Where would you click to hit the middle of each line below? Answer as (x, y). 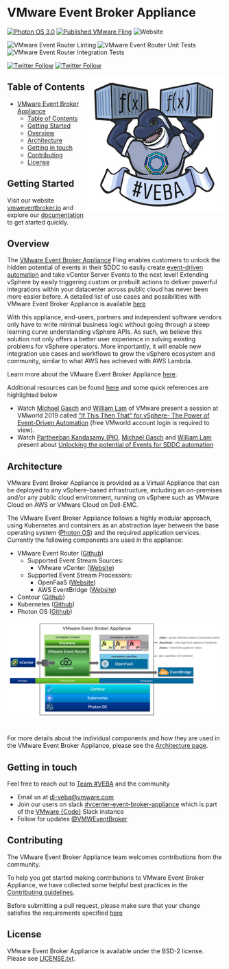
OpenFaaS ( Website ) (67, 582)
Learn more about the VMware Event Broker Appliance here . (92, 374)
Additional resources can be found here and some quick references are (108, 388)
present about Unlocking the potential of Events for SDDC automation (115, 445)
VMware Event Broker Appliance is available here (76, 304)
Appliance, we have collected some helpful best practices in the (97, 885)
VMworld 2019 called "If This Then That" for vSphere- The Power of (113, 415)
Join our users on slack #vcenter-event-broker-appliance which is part (117, 804)
